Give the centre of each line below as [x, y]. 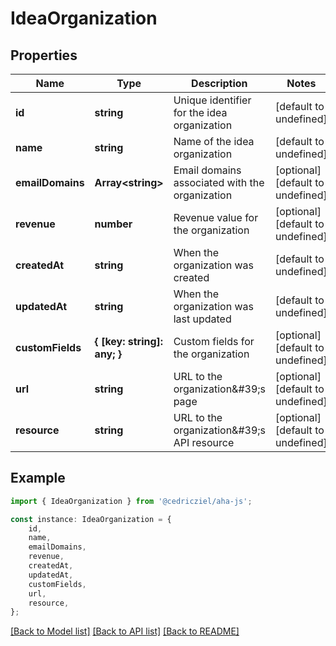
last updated [202, 319]
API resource [204, 442]
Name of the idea [214, 141]
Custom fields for [214, 341]
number [113, 224]
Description [219, 83]
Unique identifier [212, 100]
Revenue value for [216, 217]
